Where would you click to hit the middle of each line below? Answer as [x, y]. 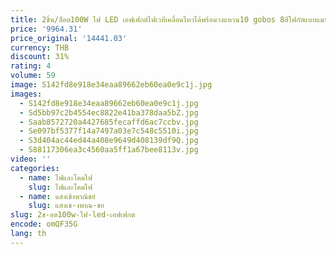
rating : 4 [31, 66]
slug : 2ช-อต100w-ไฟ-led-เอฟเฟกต [73, 215]
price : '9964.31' [46, 29]
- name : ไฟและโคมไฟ [56, 177]
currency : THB [40, 47]
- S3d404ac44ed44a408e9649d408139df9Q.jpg [109, 141]
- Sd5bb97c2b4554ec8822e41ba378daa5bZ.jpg [109, 112]
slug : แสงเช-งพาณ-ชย [66, 206]
